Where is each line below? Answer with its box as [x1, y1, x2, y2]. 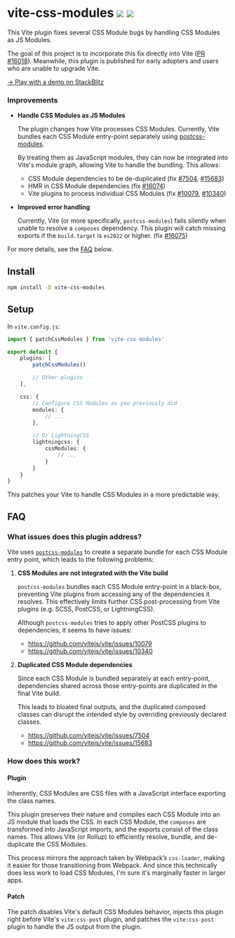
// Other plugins [32, 374, 83, 381]
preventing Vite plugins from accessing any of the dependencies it [17, 590, 210, 598]
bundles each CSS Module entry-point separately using [17, 132, 178, 141]
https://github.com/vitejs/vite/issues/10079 [27, 640, 152, 648]
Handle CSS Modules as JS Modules [17, 111, 126, 120]
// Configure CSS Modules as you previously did [32, 399, 177, 407]
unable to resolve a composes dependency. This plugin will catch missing [17, 224, 226, 232]
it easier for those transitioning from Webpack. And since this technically [7, 861, 217, 870]
